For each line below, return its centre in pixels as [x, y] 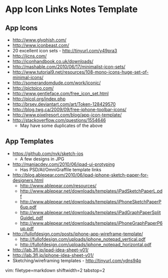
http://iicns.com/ [30, 56]
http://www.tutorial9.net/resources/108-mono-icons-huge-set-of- [80, 72]
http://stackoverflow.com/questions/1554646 [59, 120]
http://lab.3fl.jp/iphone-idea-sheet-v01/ [53, 255]
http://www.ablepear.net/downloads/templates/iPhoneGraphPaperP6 [91, 223]
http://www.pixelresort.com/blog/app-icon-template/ [67, 115]
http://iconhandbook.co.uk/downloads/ [53, 61]
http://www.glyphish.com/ [39, 40]
